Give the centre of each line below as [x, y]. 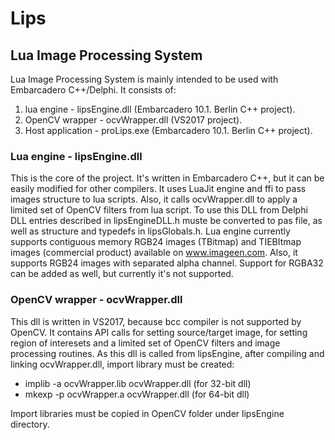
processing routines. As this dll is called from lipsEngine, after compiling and [167, 353]
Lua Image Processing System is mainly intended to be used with [144, 79]
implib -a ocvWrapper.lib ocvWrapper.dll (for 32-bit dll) [138, 383]
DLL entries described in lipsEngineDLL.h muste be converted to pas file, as [166, 221]
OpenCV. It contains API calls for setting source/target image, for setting [159, 332]
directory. [30, 424]
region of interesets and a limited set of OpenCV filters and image [145, 343]
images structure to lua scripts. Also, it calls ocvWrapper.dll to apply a [154, 199]
